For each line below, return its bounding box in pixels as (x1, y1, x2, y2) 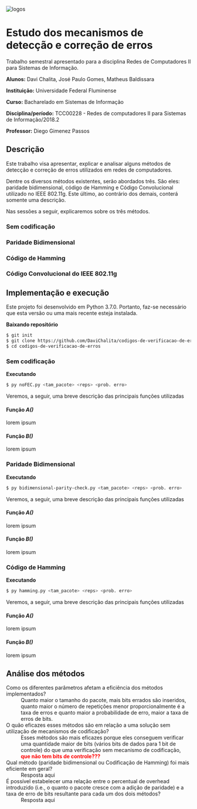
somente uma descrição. (6, 196, 66, 203)
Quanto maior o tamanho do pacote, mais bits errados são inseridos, (21, 697, 186, 704)
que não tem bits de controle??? (21, 753, 101, 760)
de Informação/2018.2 (6, 116, 60, 123)
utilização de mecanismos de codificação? (6, 728, 110, 735)
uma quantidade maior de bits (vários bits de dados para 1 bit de (21, 740, 176, 747)
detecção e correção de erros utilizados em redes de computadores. (6, 166, 173, 173)
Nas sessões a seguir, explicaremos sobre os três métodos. (6, 207, 150, 214)
